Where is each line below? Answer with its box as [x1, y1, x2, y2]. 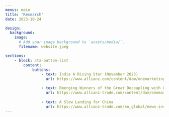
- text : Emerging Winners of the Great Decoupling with [41, 85, 161, 90]
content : [23, 62, 42, 67]
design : [5, 25, 22, 30]
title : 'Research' [5, 12, 44, 17]
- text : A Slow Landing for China [41, 99, 114, 104]
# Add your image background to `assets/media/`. [18, 39, 125, 45]
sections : [5, 53, 26, 58]
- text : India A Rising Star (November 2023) [41, 72, 138, 77]
